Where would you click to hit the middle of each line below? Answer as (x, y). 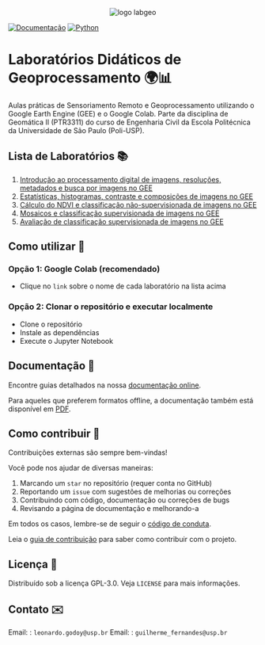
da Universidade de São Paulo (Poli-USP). (76, 130)
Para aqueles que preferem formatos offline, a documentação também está (131, 400)
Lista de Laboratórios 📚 (68, 156)
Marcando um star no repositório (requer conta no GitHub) (115, 483)
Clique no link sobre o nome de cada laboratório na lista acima (123, 286)
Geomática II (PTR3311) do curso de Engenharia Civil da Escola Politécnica (129, 122)
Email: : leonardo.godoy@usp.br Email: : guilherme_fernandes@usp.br (118, 632)
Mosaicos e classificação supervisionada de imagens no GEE (119, 213)
